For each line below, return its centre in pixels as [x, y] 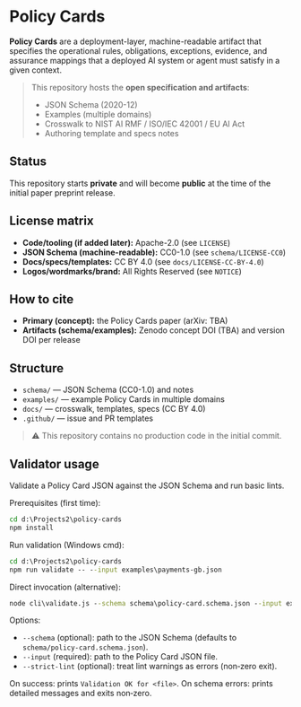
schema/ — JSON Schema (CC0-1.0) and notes [108, 390]
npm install [31, 528]
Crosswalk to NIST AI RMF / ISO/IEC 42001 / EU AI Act [145, 124]
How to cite [42, 299]
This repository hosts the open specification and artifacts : [140, 87]
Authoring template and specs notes [112, 133]
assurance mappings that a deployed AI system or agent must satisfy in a [145, 60]
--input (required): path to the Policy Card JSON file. [120, 657]
